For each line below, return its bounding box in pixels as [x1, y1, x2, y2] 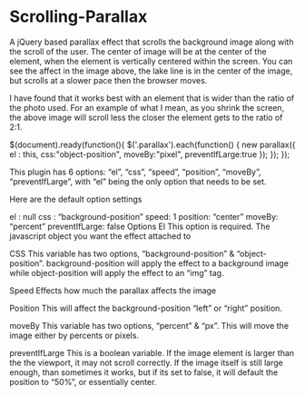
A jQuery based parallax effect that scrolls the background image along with [9, 36, 294, 47]
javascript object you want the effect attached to [9, 230, 192, 242]
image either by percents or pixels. [9, 330, 139, 341]
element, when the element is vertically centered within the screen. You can [9, 55, 293, 66]
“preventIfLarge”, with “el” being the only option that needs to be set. [9, 175, 267, 187]
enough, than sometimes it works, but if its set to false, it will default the [9, 366, 279, 378]
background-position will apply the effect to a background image [45, 257, 289, 269]
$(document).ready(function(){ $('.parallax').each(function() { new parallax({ [9, 139, 296, 150]
